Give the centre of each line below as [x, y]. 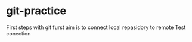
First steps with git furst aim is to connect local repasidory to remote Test [96, 27]
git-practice [36, 11]
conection [18, 33]
